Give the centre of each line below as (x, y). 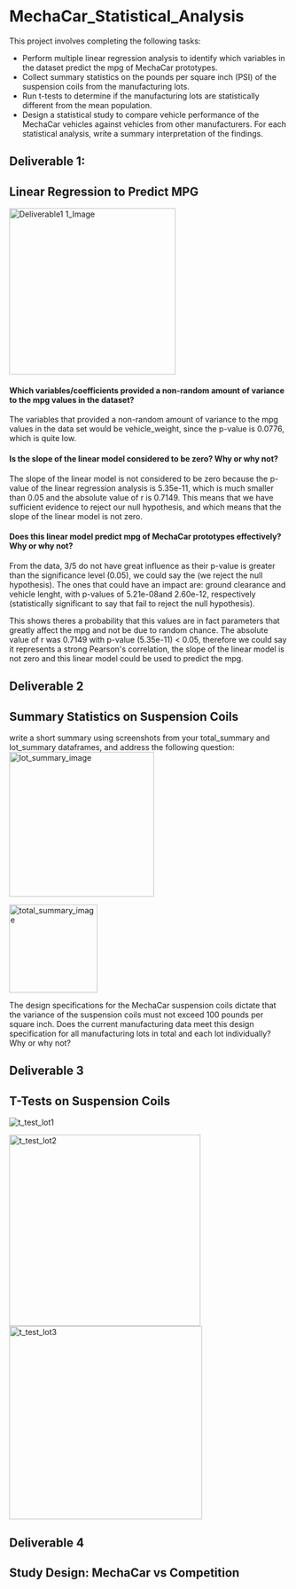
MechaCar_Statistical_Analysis (127, 16)
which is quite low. (43, 439)
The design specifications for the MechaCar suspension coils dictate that (143, 1005)
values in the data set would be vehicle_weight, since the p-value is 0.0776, (147, 429)
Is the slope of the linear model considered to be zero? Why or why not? (144, 458)
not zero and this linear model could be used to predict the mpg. (126, 658)
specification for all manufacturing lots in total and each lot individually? (140, 1033)
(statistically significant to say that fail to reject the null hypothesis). (132, 603)
